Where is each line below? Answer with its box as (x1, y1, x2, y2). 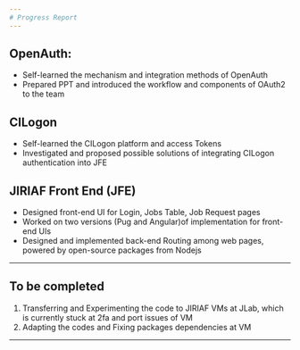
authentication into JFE (21, 157, 107, 168)
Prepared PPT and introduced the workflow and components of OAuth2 (21, 79, 286, 90)
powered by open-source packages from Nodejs (21, 245, 203, 255)
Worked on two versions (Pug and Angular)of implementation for (21, 216, 261, 228)
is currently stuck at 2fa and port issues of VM (21, 312, 194, 322)
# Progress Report (9, 12, 78, 22)
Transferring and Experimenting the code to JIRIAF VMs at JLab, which (21, 303, 284, 313)
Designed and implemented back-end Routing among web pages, (21, 236, 264, 246)
